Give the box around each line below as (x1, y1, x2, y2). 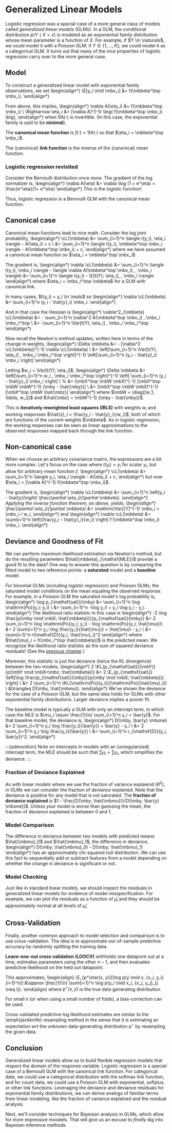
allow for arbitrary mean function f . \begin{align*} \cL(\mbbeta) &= (5, 468, 146, 475)
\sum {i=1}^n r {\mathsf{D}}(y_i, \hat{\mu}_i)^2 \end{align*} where (5, 632, 142, 638)
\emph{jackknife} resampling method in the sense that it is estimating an (5, 1017, 159, 1023)
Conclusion (5, 1043, 43, 1052)
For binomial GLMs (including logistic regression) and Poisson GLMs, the (5, 583, 159, 589)
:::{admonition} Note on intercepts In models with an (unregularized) (5, 744, 150, 750)
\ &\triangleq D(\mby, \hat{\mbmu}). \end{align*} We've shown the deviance (5, 686, 166, 692)
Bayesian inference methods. (5, 1122, 67, 1128)
